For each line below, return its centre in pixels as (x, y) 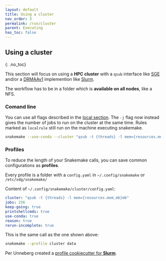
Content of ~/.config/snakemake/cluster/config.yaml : (61, 189)
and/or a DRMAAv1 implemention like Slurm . (50, 79)
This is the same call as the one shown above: (52, 235)
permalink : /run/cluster (31, 23)
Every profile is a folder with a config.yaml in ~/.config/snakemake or (75, 175)
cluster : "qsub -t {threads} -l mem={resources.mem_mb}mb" (67, 198)
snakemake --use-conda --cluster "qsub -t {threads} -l (64, 137)
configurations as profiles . (32, 165)
